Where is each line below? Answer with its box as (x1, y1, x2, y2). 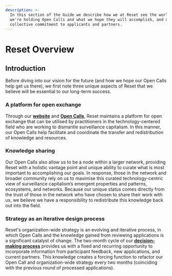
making (5, 243, 22, 249)
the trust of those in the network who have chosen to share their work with (5, 191, 163, 197)
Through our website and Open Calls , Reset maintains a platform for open (5, 113, 162, 119)
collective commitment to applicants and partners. (10, 21, 123, 27)
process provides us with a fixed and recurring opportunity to (22, 243, 153, 249)
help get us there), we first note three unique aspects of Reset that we (5, 83, 153, 89)
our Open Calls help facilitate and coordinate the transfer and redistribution (5, 129, 164, 135)
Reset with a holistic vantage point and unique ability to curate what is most (5, 164, 165, 170)
